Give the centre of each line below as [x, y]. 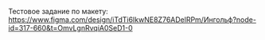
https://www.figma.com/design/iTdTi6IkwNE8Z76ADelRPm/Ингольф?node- [132, 20]
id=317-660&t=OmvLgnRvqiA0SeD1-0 [70, 28]
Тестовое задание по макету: [58, 11]
